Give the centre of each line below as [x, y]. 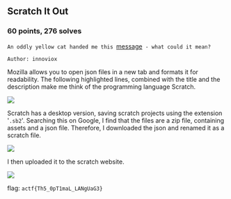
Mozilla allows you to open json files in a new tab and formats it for [103, 71]
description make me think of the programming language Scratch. [102, 87]
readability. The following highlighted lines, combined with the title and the [114, 79]
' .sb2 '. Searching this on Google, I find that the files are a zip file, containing [116, 120]
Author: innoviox [32, 59]
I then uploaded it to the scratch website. [66, 162]
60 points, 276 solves [45, 31]
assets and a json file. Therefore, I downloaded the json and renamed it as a [116, 128]
